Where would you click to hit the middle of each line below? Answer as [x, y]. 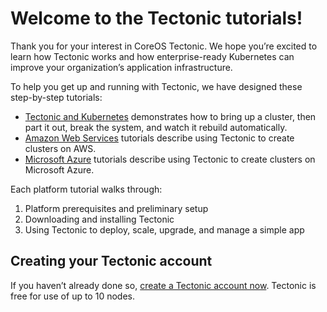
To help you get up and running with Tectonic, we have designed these [156, 86]
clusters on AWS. [60, 148]
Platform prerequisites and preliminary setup [116, 208]
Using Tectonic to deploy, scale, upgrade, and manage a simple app [164, 229]
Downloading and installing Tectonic [99, 219]
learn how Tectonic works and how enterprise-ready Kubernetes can [152, 56]
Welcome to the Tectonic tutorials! [156, 18]
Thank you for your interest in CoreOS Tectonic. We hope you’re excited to [164, 46]
